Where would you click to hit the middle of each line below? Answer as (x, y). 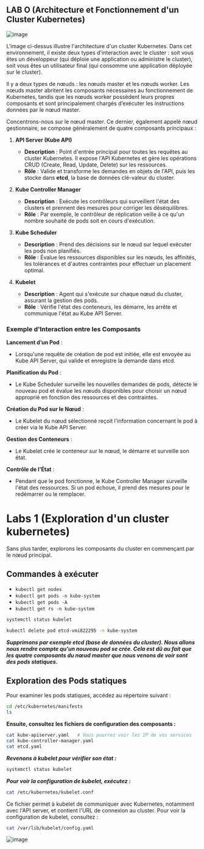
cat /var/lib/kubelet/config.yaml (50, 828)
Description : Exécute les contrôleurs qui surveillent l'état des (102, 201)
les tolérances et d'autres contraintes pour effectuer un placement (107, 263)
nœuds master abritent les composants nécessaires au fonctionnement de (100, 90)
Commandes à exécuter (52, 574)
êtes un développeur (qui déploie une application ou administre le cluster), (100, 59)
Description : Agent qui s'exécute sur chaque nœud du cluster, (104, 294)
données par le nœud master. (44, 110)
